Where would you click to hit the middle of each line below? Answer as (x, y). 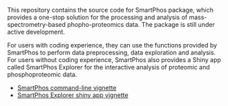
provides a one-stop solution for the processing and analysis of (97, 17)
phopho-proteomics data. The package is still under (141, 24)
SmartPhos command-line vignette (67, 88)
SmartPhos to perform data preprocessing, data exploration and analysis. (112, 52)
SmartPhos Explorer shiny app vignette (73, 95)
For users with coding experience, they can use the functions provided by (112, 45)
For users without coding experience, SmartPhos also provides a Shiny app (114, 60)
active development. (36, 32)
